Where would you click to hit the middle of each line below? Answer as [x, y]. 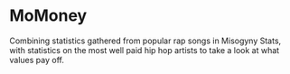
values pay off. [37, 60]
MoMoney [48, 16]
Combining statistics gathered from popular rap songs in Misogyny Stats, [145, 41]
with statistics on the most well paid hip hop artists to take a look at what [145, 50]
